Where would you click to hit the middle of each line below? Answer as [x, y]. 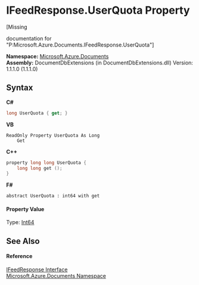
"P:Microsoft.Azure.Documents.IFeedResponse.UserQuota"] [80, 45]
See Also [23, 241]
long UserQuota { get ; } [37, 113]
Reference [19, 256]
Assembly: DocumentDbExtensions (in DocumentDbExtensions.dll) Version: [100, 63]
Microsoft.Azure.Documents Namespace [56, 276]
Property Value [25, 209]
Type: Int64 [20, 222]
